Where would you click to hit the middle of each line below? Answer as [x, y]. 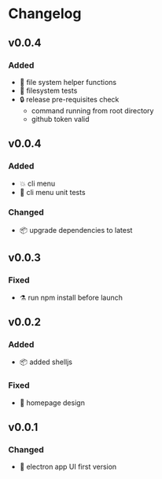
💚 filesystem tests [48, 90]
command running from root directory [92, 110]
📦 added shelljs [46, 362]
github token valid [60, 119]
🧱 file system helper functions [68, 82]
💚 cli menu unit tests [52, 192]
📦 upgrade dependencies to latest [76, 230]
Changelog [45, 14]
